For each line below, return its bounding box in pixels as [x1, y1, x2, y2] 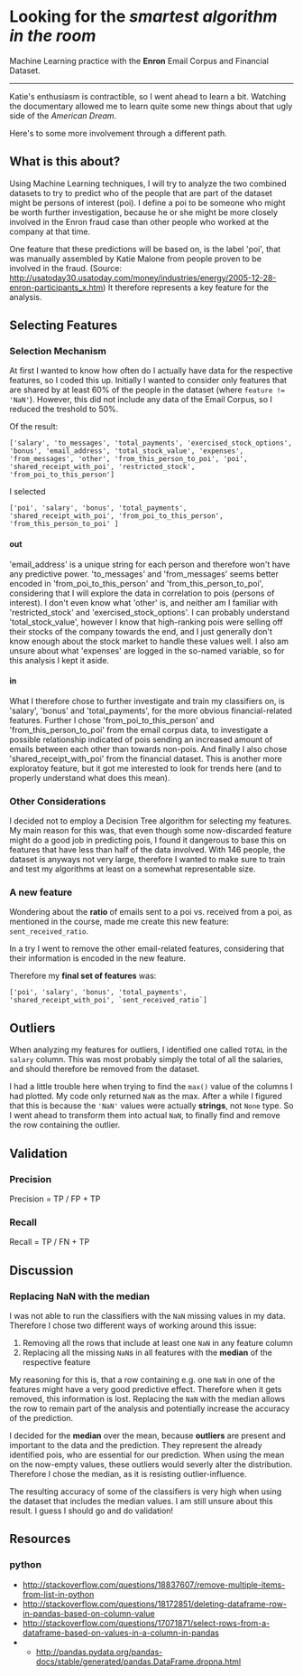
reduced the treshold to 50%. [9, 404, 119, 415]
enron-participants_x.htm [9, 282, 104, 293]
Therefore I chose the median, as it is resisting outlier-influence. [9, 1468, 247, 1479]
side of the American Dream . [9, 110, 117, 121]
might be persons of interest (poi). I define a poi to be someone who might [9, 197, 286, 208]
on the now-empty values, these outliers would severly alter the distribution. [9, 1458, 293, 1470]
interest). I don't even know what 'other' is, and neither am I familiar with [9, 597, 278, 607]
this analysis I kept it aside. [9, 654, 110, 665]
